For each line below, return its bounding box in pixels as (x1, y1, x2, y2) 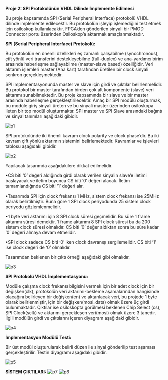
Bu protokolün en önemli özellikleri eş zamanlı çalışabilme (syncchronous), (5, 51, 159, 56)
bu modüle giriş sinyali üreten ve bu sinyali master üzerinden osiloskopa (5, 103, 154, 108)
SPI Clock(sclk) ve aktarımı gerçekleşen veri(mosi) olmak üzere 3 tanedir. (5, 310, 156, 316)
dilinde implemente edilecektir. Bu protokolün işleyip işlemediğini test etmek (5, 21, 161, 26)
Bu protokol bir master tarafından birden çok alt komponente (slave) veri (5, 87, 154, 93)
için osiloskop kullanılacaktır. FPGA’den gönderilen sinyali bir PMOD (5, 26, 144, 32)
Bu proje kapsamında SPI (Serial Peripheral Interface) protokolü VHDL (5, 15, 149, 21)
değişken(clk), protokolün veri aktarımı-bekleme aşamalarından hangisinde (5, 289, 159, 294)
